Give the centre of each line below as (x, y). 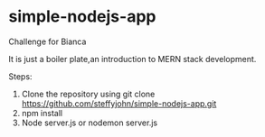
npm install (42, 113)
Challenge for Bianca (47, 41)
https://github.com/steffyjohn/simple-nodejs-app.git (119, 103)
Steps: (20, 76)
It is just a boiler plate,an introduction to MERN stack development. (132, 59)
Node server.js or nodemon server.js (90, 123)
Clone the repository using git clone (88, 94)
